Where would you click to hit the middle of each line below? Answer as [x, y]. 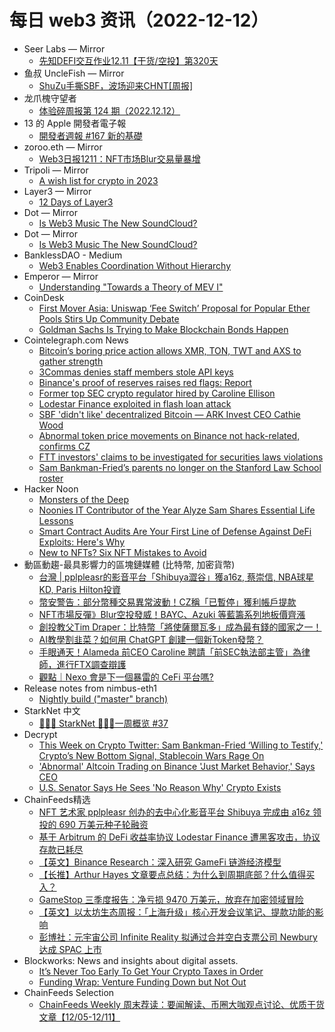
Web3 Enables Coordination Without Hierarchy [135, 265]
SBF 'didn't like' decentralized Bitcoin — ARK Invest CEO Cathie [169, 414]
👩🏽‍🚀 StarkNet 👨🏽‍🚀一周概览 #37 [103, 723]
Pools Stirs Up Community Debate [109, 318]
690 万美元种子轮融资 [103, 824]
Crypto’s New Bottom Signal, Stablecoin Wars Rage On [151, 755]
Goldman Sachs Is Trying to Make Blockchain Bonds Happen [163, 329]
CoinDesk [44, 297]
